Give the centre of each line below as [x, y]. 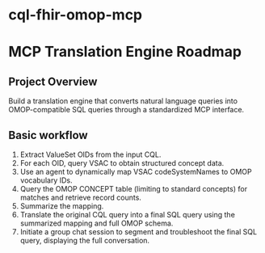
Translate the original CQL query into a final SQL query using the [128, 215]
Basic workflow [48, 135]
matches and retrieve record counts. [80, 197]
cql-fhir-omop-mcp [76, 15]
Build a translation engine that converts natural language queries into [123, 101]
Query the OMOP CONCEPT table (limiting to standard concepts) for [134, 189]
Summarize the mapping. [62, 206]
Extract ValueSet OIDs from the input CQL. [90, 154]
